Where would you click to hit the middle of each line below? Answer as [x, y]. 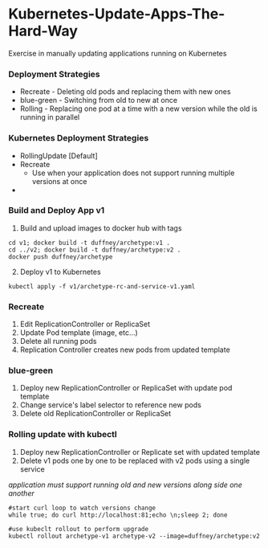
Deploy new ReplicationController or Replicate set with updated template [140, 452]
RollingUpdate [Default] [59, 155]
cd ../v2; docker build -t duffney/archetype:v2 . [95, 250]
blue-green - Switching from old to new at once [99, 100]
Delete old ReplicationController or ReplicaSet [95, 414]
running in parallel [50, 117]
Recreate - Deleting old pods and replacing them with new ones [125, 92]
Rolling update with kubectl [63, 435]
